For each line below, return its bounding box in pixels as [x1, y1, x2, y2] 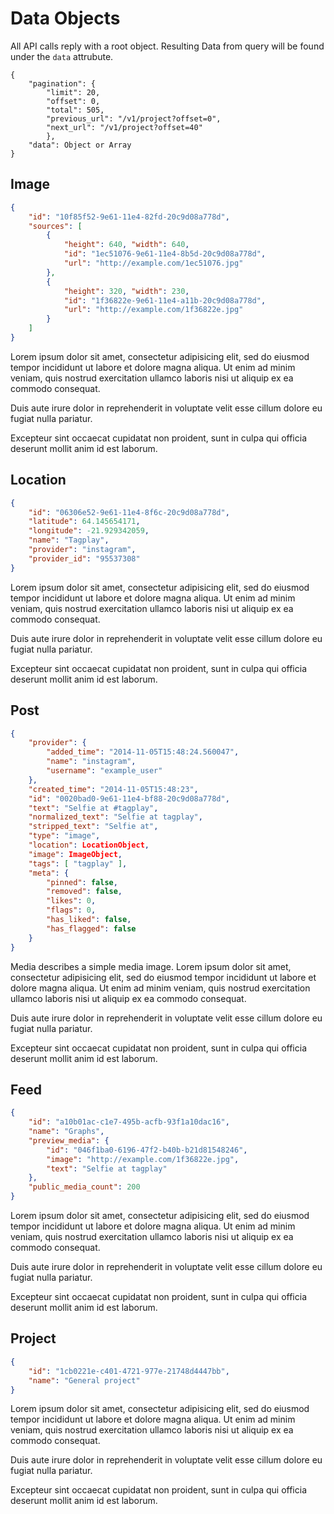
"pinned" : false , [46, 877, 118, 887]
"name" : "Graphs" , [28, 1127, 105, 1137]
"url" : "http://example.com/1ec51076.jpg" [63, 258, 244, 268]
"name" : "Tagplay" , [28, 535, 110, 546]
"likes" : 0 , [46, 896, 97, 906]
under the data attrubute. [10, 50, 114, 62]
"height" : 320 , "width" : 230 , [63, 286, 190, 296]
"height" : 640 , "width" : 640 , [63, 240, 190, 250]
